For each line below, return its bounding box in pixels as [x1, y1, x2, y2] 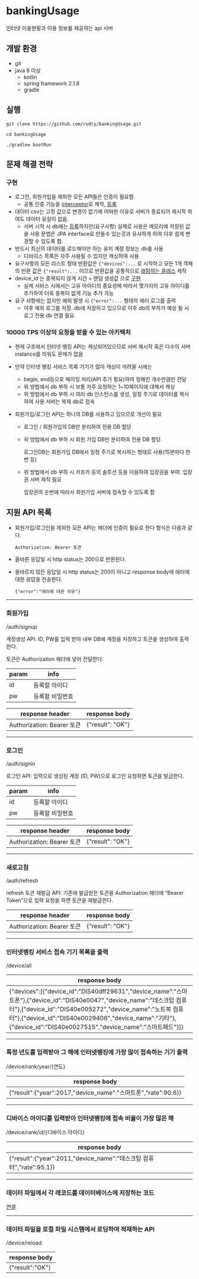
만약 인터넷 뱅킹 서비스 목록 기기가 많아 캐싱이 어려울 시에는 [14, 363, 153, 370]
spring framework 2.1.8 [23, 80, 80, 87]
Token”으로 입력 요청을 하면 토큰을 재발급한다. [6, 897, 114, 904]
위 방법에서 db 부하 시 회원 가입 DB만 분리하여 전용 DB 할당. [23, 435, 163, 443]
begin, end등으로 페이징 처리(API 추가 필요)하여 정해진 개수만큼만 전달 [23, 375, 187, 382]
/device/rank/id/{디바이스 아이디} [6, 1129, 85, 1136]
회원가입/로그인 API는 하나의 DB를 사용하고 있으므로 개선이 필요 [14, 410, 162, 417]
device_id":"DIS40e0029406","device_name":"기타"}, [26, 1014, 176, 1022]
